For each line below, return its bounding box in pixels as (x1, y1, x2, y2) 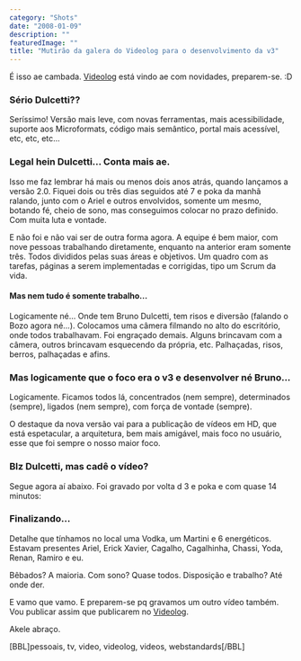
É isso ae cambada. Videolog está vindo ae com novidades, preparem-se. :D (9, 71, 293, 82)
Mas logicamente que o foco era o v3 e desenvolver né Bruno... (9, 371, 291, 383)
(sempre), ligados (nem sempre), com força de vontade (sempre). (9, 401, 252, 412)
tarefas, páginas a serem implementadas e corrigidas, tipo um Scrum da (9, 260, 277, 271)
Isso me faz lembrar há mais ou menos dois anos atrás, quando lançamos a (9, 176, 289, 187)
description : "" (9, 30, 70, 39)
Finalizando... (9, 513, 71, 525)
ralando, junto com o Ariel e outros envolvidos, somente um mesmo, (9, 195, 262, 206)
